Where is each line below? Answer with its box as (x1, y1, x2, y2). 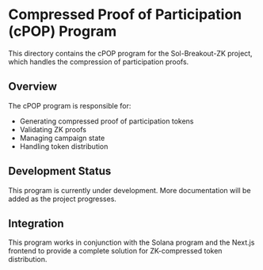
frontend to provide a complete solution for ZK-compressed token (8, 246, 223, 256)
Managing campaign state (19, 133, 105, 143)
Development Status (8, 165, 112, 178)
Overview (8, 80, 58, 93)
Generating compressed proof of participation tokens (19, 116, 194, 126)
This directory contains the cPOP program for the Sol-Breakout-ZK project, (8, 48, 253, 58)
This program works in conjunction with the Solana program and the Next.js (8, 238, 255, 247)
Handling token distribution (19, 141, 109, 151)
